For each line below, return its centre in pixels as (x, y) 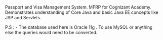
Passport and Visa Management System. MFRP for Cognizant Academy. (78, 7)
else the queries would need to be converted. (51, 32)
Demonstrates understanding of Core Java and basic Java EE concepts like (82, 12)
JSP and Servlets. (23, 18)
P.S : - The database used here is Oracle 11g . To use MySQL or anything (79, 27)
